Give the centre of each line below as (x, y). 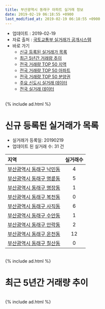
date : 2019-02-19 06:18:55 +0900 (39, 14)
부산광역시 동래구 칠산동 (34, 243)
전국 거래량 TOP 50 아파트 (45, 71)
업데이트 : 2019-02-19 (34, 34)
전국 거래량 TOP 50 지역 (43, 64)
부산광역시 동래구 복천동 (34, 197)
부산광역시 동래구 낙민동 (34, 169)
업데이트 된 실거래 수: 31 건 (38, 147)
